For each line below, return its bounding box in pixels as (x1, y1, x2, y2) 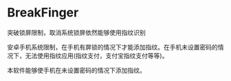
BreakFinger (7, 5, 79, 21)
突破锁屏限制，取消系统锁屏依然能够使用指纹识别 (7, 28, 146, 36)
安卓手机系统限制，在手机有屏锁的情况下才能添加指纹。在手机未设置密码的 (7, 43, 218, 51)
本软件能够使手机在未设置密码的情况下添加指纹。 (7, 66, 146, 74)
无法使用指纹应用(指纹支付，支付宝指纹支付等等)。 (25, 51, 168, 60)
